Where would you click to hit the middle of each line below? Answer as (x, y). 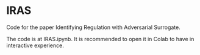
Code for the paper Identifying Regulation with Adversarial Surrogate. (94, 27)
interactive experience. (35, 45)
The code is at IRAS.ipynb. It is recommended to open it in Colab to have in (100, 39)
